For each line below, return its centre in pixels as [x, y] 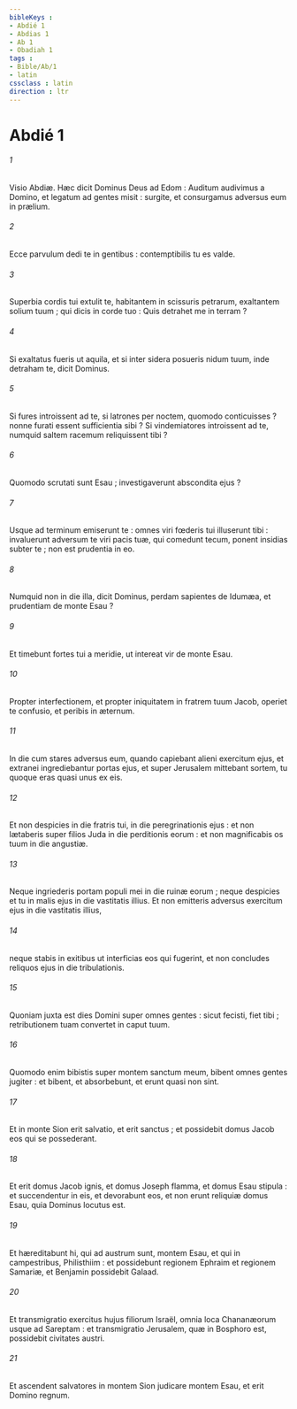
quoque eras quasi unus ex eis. [66, 777]
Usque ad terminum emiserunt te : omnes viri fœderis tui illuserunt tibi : [139, 530]
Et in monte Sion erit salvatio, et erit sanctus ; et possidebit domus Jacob [142, 1129]
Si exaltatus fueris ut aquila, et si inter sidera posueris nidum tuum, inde [139, 358]
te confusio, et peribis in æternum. [72, 711]
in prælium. [30, 206]
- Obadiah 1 [31, 50]
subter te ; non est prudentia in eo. [72, 549]
